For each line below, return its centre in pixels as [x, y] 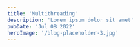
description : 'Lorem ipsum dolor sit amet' [71, 20]
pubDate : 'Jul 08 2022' [41, 26]
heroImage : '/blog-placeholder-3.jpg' [63, 33]
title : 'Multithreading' [43, 13]
